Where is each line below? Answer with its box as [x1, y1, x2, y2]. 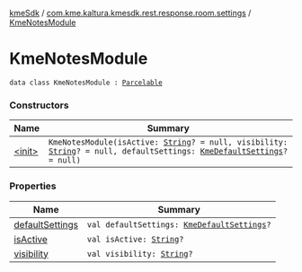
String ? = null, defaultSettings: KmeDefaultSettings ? [48, 146, 289, 156]
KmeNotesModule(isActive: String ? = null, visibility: [48, 137, 289, 147]
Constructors [9, 99, 69, 111]
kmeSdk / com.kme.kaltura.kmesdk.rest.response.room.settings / [9, 8, 252, 18]
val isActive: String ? [86, 233, 184, 244]
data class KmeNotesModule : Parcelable [9, 78, 164, 87]
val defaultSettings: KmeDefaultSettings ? [86, 219, 271, 230]
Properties [9, 180, 57, 192]
